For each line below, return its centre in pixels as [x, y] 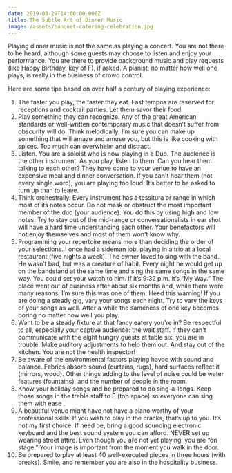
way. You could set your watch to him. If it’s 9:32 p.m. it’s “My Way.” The [120, 279]
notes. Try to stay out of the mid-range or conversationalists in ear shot [119, 220]
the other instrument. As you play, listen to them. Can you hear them [115, 161]
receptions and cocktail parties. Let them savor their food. [100, 110]
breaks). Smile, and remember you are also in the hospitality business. [118, 462]
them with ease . [41, 404]
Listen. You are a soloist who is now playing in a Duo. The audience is [117, 154]
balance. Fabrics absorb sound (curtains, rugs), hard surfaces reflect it [118, 367]
